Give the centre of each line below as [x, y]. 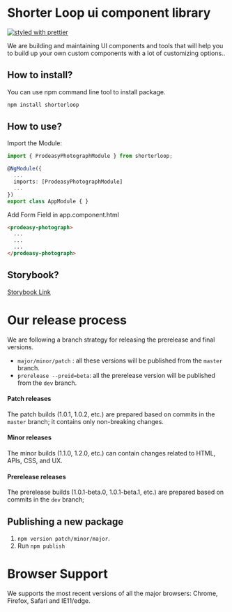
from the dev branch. [47, 383]
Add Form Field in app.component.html [63, 214]
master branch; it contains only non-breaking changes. [85, 421]
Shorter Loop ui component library [109, 13]
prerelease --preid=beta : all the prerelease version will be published [116, 375]
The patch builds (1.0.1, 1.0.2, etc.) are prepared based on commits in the [111, 414]
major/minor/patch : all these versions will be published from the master [120, 360]
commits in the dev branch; [46, 500]
